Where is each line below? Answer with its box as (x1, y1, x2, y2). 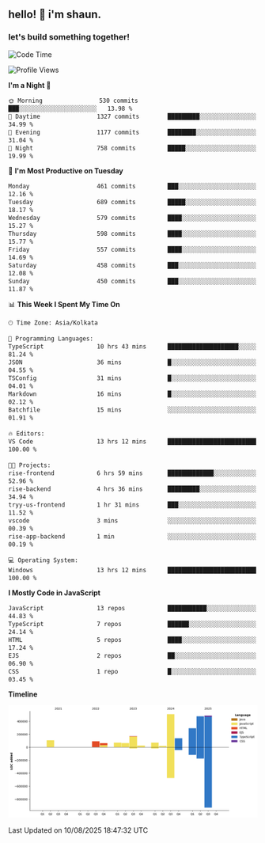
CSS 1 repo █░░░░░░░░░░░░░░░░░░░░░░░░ (8, 667, 257, 675)
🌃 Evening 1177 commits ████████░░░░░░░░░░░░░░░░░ (8, 128, 257, 136)
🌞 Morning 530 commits (8, 97, 138, 104)
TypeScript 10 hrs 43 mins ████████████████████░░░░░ (8, 342, 257, 351)
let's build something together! (8, 32, 131, 43)
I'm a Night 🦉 (8, 80, 51, 89)
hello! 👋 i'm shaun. (8, 8, 101, 21)
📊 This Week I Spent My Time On (8, 299, 120, 309)
